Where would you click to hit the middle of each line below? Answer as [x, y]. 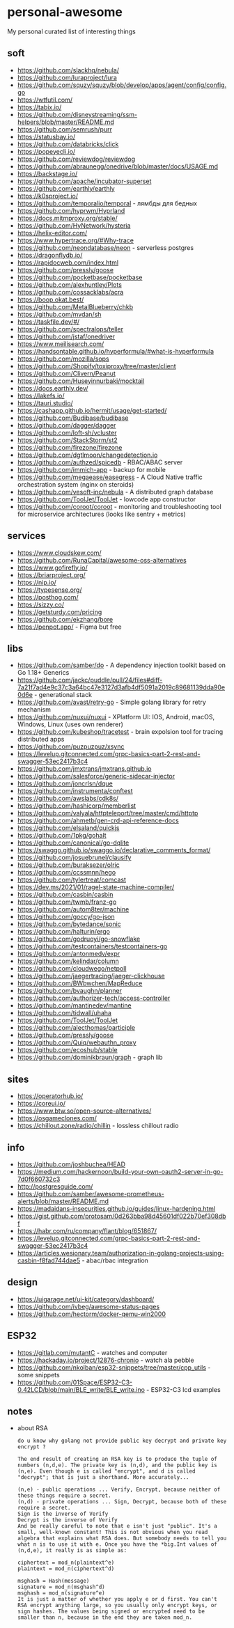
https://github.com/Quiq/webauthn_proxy [77, 1042]
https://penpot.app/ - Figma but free [69, 627]
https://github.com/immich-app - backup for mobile [91, 469]
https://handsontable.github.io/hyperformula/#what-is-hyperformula [116, 351]
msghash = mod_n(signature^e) [61, 1593]
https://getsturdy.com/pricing [60, 612]
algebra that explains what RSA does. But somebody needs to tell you [122, 1539]
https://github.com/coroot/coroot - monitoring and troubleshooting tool [119, 506]
